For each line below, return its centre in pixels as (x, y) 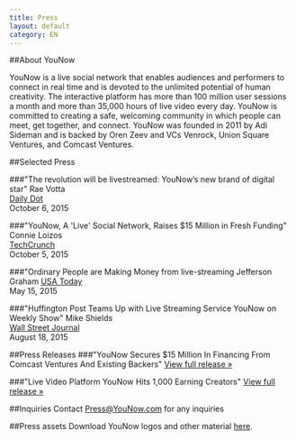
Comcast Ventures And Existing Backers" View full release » (121, 364)
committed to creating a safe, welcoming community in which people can (145, 116)
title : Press (34, 18)
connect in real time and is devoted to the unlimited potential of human (140, 87)
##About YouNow (42, 60)
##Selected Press (42, 162)
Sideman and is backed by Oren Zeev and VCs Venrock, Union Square (139, 135)
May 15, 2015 (34, 291)
